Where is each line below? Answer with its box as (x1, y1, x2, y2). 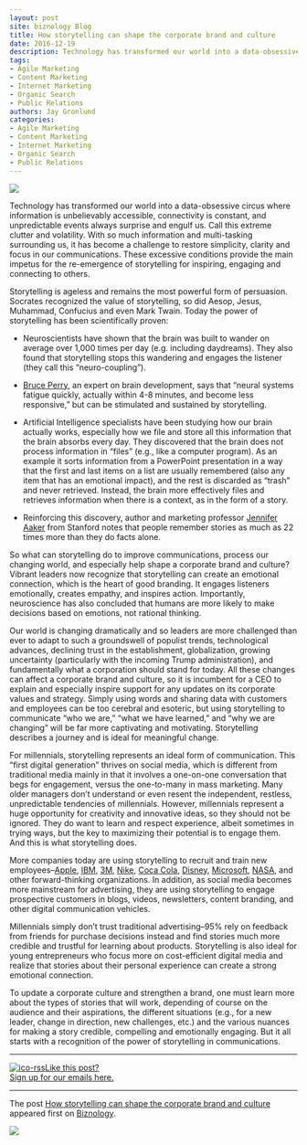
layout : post (9, 13, 59, 23)
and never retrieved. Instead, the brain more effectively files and (22, 484, 265, 495)
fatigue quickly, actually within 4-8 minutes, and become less (22, 389, 254, 400)
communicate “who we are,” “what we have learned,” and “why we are (9, 712, 276, 723)
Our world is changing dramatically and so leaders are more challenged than (9, 625, 298, 636)
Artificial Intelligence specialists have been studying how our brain (22, 417, 273, 428)
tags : (9, 56, 30, 65)
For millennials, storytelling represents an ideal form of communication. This (9, 749, 295, 760)
